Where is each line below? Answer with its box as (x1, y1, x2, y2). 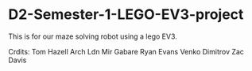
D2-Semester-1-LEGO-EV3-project (8, 6, 244, 24)
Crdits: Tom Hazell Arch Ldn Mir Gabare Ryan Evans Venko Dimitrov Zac (8, 47, 245, 56)
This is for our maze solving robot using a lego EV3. (8, 32, 177, 41)
